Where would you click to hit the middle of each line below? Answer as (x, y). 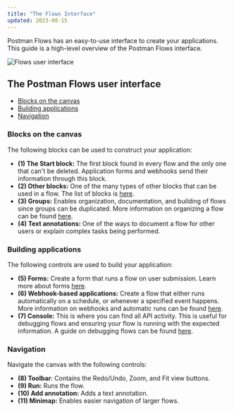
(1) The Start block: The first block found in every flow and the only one (122, 163)
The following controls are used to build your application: (90, 264)
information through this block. (62, 178)
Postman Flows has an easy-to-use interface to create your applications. (113, 40)
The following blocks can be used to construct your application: (100, 150)
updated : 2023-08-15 (38, 20)
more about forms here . (52, 286)
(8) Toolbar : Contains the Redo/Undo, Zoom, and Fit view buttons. (113, 378)
